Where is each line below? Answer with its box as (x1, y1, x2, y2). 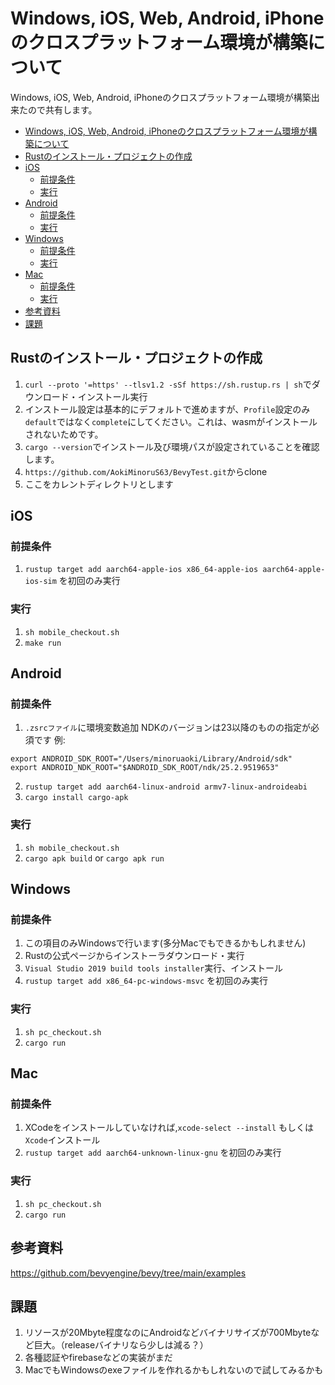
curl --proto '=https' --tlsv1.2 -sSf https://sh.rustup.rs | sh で (24, 378, 312, 390)
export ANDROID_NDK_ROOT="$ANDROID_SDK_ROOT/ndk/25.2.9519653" (10, 763, 280, 773)
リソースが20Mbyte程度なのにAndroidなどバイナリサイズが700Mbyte (24, 1327, 312, 1339)
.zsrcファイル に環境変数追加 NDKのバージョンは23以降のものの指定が (24, 722, 312, 734)
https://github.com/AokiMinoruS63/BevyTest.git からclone (24, 465, 268, 477)
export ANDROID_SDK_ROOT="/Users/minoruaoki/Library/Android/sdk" (10, 754, 293, 764)
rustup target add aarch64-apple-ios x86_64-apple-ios (24, 565, 259, 575)
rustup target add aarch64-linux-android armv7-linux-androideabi (24, 782, 308, 792)
